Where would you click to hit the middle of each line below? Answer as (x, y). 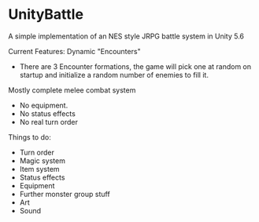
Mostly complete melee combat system (72, 90)
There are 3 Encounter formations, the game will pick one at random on (135, 66)
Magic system (42, 160)
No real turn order (49, 122)
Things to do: (30, 137)
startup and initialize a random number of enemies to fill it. (114, 75)
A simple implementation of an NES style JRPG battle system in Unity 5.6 (126, 36)
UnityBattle (46, 15)
